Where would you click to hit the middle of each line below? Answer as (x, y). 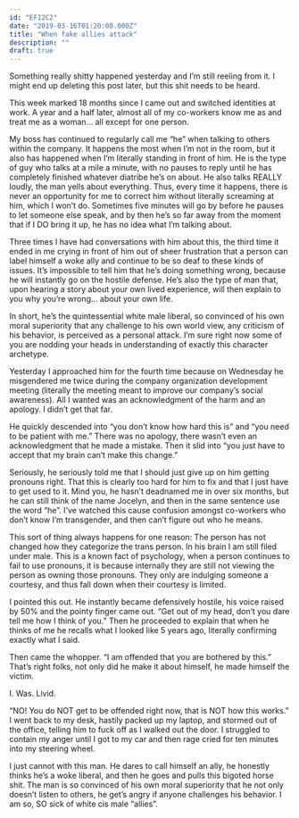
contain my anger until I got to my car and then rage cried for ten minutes (144, 739)
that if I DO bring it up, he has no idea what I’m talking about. (120, 225)
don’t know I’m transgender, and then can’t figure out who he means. (136, 520)
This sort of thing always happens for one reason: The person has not (137, 538)
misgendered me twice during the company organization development (138, 381)
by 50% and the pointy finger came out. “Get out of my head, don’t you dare (149, 612)
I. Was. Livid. (33, 694)
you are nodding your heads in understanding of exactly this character (139, 345)
